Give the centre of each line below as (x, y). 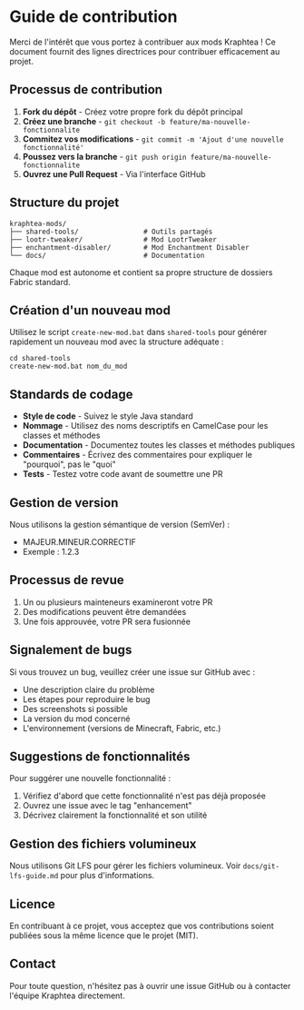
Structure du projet (64, 203)
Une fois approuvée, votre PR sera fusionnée (106, 621)
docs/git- (261, 866)
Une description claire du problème (88, 689)
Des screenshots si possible (75, 708)
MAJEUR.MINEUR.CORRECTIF (79, 542)
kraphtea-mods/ (38, 223)
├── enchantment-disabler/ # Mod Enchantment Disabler (129, 247)
